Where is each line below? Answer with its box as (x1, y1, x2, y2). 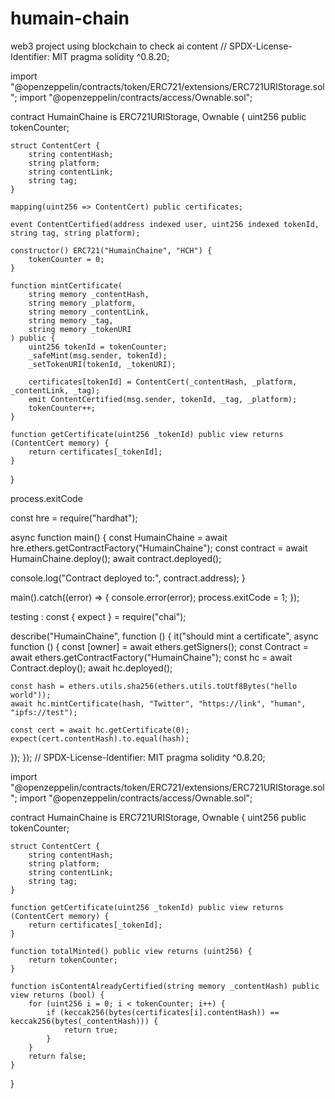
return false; (28, 1051, 87, 1061)
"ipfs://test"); (10, 707, 78, 717)
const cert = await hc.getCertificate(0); (10, 725, 190, 735)
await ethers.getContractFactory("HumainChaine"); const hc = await (10, 651, 293, 663)
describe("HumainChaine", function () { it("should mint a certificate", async (10, 630, 319, 642)
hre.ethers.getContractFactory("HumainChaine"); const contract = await (10, 542, 308, 554)
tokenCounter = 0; (28, 254, 105, 264)
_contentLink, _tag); (10, 385, 101, 396)
